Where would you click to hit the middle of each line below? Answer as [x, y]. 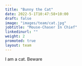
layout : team [18, 45]
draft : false [18, 18]
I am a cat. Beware [24, 59]
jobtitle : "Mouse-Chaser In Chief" [41, 27]
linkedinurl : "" [21, 32]
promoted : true [20, 41]
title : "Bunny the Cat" [29, 9]
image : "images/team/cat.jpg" [36, 23]
